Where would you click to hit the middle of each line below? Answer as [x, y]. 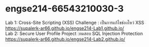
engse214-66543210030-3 [65, 9]
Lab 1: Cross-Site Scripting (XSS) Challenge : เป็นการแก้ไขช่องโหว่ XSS [75, 22]
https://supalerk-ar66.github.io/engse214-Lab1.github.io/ [65, 28]
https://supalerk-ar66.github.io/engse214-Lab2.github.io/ [65, 39]
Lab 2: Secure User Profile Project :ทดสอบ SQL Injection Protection [74, 33]
